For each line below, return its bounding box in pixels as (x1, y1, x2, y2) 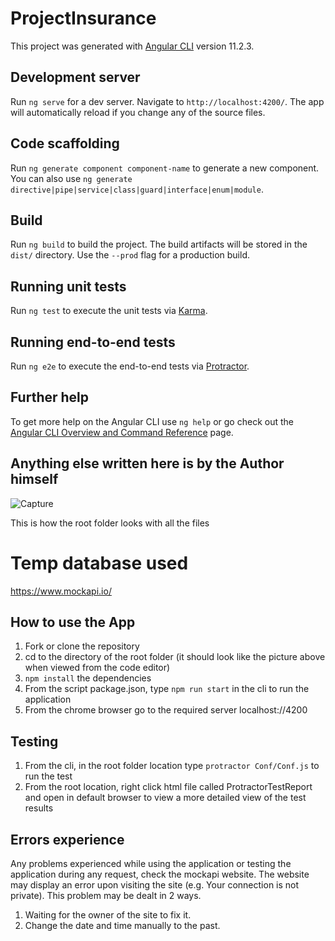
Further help (10, 389, 90, 406)
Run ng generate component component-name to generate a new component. (10, 162, 320, 174)
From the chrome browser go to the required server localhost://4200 (24, 704, 308, 716)
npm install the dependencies (24, 672, 152, 684)
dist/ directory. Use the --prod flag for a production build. (10, 249, 250, 261)
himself (10, 471, 59, 488)
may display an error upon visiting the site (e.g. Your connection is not (10, 879, 300, 891)
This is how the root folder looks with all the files (10, 517, 210, 529)
